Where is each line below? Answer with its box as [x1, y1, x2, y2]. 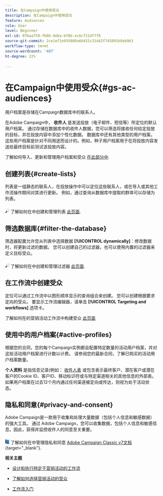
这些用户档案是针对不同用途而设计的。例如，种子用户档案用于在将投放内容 [5, 138, 154, 144]
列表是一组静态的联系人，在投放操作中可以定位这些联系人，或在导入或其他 [5, 183, 154, 189]
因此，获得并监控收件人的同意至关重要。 [13, 427, 95, 432]
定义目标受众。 [5, 250, 35, 256]
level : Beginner [5, 28, 38, 33]
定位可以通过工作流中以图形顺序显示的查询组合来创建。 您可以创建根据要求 [5, 293, 155, 298]
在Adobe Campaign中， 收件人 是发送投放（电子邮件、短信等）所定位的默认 [5, 119, 157, 126]
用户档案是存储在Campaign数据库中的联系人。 [5, 109, 98, 115]
